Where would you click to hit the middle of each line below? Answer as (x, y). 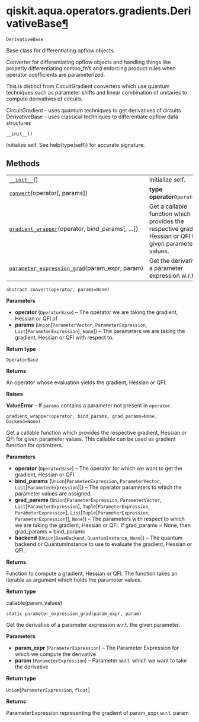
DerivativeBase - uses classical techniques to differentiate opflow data (92, 117)
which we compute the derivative (55, 654)
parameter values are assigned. (53, 493)
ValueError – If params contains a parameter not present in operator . (89, 405)
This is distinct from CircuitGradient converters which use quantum (88, 86)
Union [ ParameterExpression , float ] (48, 690)
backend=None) (24, 421)
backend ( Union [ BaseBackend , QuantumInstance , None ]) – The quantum (99, 538)
